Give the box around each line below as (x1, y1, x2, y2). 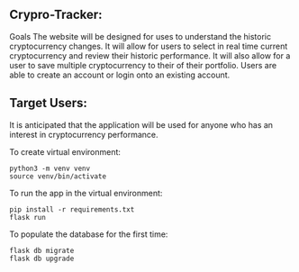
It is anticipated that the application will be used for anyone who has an (9, 119, 273, 130)
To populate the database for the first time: (9, 229, 168, 240)
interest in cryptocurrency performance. (9, 129, 159, 140)
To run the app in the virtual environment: (9, 187, 163, 198)
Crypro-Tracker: (9, 7, 103, 23)
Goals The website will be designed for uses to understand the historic (9, 31, 272, 41)
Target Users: (9, 95, 88, 111)
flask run (9, 213, 47, 222)
